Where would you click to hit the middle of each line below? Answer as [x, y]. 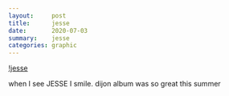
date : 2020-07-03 [48, 30]
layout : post [37, 16]
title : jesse [39, 23]
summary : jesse [39, 38]
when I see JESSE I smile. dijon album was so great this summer [115, 84]
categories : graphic [43, 46]
